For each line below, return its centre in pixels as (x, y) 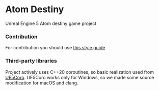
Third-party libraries (31, 61)
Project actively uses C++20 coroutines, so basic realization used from (80, 72)
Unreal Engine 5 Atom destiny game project (51, 23)
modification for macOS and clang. (42, 83)
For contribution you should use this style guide (55, 48)
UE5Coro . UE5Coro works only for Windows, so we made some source (80, 77)
